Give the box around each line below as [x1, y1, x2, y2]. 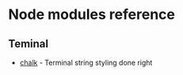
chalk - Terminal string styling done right [19, 58, 153, 67]
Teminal [8, 37, 49, 51]
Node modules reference [8, 6, 176, 24]
